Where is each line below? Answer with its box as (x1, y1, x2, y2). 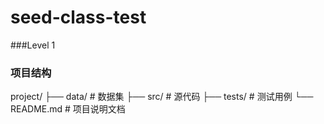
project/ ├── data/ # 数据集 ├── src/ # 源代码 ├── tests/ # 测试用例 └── (10, 91, 314, 103)
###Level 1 (10, 39, 56, 51)
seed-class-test (10, 6, 147, 29)
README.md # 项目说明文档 (10, 103, 126, 115)
